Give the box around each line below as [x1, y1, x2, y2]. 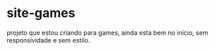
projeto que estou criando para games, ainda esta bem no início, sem [6, 28, 209, 37]
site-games [6, 5, 76, 21]
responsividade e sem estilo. [6, 35, 91, 44]
